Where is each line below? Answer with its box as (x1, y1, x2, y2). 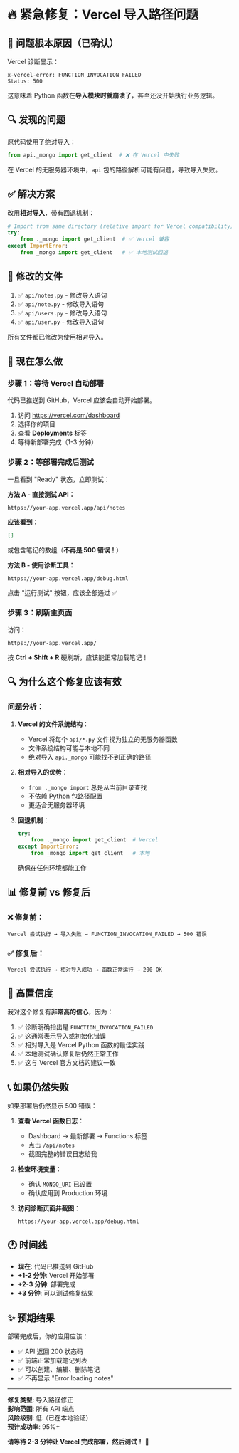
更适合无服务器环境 (28, 800, 85, 809)
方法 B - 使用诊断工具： (7, 560, 75, 570)
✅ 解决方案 (7, 188, 55, 200)
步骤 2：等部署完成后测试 (7, 457, 95, 467)
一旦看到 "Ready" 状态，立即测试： (7, 475, 110, 483)
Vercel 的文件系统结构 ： (17, 720, 89, 728)
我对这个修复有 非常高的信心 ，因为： (7, 1007, 114, 1016)
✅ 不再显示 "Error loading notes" (17, 1374, 114, 1383)
